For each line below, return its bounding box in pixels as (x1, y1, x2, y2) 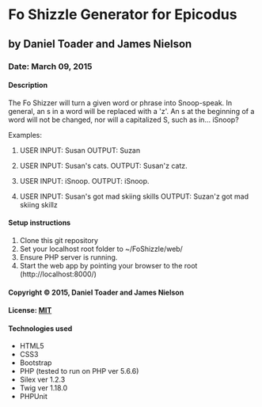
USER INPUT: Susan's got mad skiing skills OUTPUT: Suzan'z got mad (19, 192, 249, 201)
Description (8, 81, 48, 90)
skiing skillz (19, 200, 58, 209)
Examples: (8, 130, 42, 139)
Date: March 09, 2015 (8, 61, 93, 72)
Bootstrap (19, 358, 52, 367)
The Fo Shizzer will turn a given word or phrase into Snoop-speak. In (8, 97, 233, 108)
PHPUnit (19, 392, 47, 401)
